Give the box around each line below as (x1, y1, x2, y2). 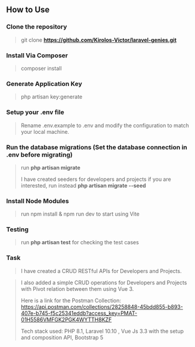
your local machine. (20, 128, 70, 135)
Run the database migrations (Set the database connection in (6, 143, 188, 151)
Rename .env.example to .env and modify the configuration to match (20, 122, 189, 129)
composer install (20, 65, 62, 72)
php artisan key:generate (20, 93, 83, 100)
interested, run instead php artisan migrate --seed (20, 182, 146, 189)
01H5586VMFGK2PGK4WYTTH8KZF (20, 316, 112, 323)
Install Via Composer (6, 51, 69, 59)
